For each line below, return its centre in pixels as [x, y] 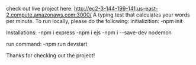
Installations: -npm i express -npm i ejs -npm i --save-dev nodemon [89, 32]
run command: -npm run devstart [47, 44]
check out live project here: [39, 9]
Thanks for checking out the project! [51, 55]
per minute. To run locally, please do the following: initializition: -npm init [94, 21]
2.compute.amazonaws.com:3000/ [49, 15]
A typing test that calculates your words [142, 15]
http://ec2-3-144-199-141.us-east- [116, 9]
